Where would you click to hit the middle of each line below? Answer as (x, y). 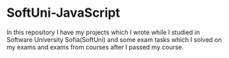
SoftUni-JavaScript (63, 13)
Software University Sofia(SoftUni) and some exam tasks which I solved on (114, 39)
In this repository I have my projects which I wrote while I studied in (103, 32)
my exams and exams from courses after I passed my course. (95, 47)
